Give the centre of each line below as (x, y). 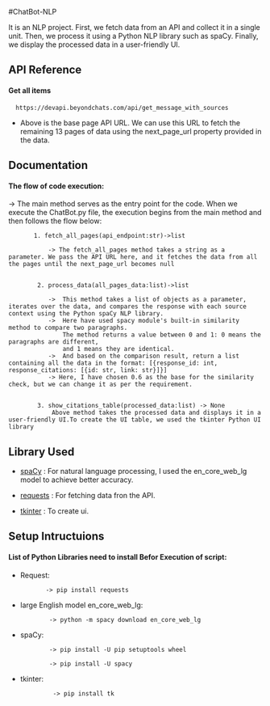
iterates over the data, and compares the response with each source (128, 306)
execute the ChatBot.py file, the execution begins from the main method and (135, 213)
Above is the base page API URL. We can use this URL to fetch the (130, 123)
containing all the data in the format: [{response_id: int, (113, 363)
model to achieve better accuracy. (77, 480)
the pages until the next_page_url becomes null (91, 264)
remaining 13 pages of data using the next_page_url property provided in (141, 131)
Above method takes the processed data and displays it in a (156, 413)
